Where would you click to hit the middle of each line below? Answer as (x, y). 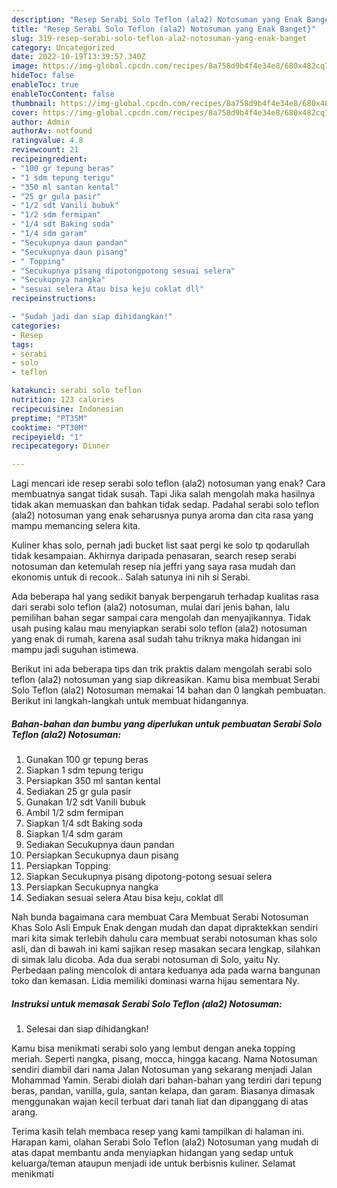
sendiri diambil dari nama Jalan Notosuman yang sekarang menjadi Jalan (162, 1070)
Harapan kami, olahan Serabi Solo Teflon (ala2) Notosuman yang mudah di (165, 1142)
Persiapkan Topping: (68, 866)
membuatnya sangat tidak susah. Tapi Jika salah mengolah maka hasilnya (163, 494)
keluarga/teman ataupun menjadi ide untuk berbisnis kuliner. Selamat (153, 1163)
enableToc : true (45, 85)
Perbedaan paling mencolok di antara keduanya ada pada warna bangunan (166, 970)
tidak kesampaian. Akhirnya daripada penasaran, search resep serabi (154, 556)
